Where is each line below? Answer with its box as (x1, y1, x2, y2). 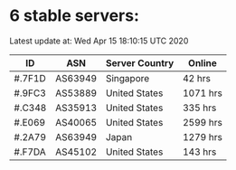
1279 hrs (182, 130, 223, 143)
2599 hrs (182, 116, 223, 128)
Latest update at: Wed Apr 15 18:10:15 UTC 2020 (9, 35, 189, 46)
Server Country (105, 56, 175, 69)
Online (188, 56, 217, 69)
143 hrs (182, 146, 217, 158)
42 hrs (182, 71, 211, 84)
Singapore (105, 71, 150, 84)
